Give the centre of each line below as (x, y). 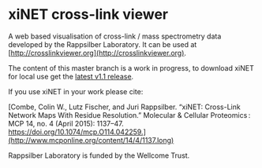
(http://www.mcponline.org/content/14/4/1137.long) (91, 140)
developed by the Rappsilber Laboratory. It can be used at (103, 44)
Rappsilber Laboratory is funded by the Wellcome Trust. (99, 155)
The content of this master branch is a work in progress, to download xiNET (131, 68)
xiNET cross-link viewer (88, 15)
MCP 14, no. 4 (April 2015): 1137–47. (66, 123)
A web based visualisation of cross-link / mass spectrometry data (115, 36)
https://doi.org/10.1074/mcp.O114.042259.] (77, 132)
